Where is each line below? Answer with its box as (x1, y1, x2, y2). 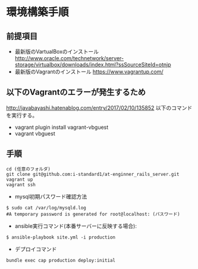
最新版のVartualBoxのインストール (14, 48, 99, 55)
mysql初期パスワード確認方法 (14, 193, 87, 200)
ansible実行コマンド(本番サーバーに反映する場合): (14, 222, 137, 230)
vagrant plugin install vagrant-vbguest (14, 123, 109, 131)
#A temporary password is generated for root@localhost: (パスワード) (6, 211, 180, 217)
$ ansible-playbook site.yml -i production (6, 234, 116, 240)
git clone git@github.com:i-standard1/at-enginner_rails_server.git (6, 171, 180, 177)
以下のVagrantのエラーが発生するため (6, 87, 146, 97)
